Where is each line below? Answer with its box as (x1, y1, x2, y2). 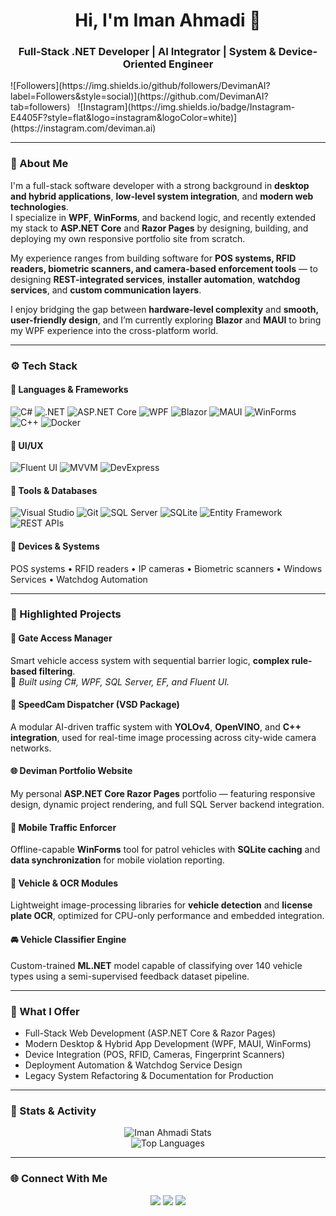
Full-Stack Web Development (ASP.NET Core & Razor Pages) (24, 1027, 277, 1039)
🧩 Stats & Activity (10, 1104, 97, 1118)
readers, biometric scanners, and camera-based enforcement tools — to (10, 262, 318, 274)
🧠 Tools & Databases (10, 484, 98, 496)
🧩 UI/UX (10, 439, 44, 451)
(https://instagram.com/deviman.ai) (10, 122, 157, 134)
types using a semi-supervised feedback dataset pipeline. (10, 970, 250, 982)
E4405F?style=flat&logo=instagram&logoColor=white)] (10, 112, 238, 124)
